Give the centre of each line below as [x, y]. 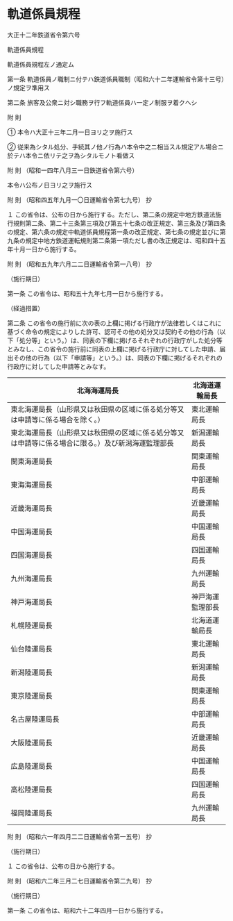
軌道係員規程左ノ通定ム [41, 64]
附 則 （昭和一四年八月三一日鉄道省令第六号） [73, 170]
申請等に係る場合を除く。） [61, 420]
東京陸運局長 [32, 695]
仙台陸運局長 [32, 649]
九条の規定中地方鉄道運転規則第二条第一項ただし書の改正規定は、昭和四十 [113, 240]
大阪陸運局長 [32, 742]
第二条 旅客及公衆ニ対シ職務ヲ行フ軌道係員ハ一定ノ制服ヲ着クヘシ [102, 102]
